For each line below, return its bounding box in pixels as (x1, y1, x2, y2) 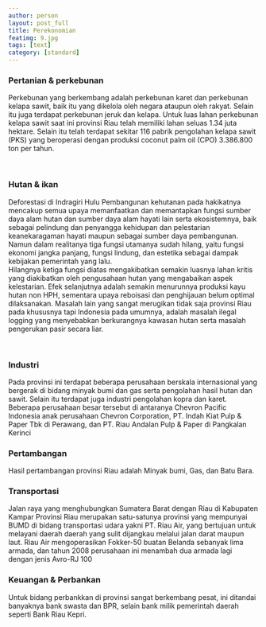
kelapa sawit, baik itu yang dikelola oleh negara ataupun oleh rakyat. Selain (8, 101, 254, 111)
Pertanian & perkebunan (8, 75, 105, 86)
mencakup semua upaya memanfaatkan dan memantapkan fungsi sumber (8, 205, 252, 215)
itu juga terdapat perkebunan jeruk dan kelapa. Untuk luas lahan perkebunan (8, 110, 259, 119)
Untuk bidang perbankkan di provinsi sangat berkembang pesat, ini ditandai (8, 592, 256, 602)
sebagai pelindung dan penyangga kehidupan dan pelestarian (8, 222, 210, 232)
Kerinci (8, 427, 32, 438)
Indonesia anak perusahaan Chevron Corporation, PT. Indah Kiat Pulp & (8, 411, 242, 420)
